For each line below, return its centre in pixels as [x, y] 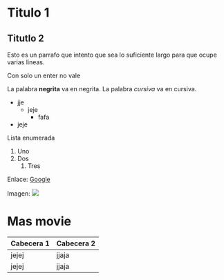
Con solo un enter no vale [44, 75]
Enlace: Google [29, 179]
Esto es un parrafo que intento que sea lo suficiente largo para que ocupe [112, 55]
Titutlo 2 [26, 38]
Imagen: [19, 194]
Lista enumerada [31, 138]
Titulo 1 [28, 13]
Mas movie [39, 222]
